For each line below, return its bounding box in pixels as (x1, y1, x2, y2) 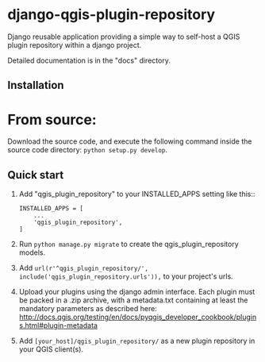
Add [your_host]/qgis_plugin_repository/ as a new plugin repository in (18, 336, 255, 346)
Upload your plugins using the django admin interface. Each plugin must (18, 287, 255, 297)
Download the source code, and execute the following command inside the (7, 137, 252, 146)
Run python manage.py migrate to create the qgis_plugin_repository (18, 240, 239, 249)
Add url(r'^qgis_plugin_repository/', (18, 264, 148, 273)
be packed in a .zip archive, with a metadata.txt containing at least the (18, 295, 248, 305)
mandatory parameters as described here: (18, 304, 158, 314)
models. (18, 248, 46, 257)
